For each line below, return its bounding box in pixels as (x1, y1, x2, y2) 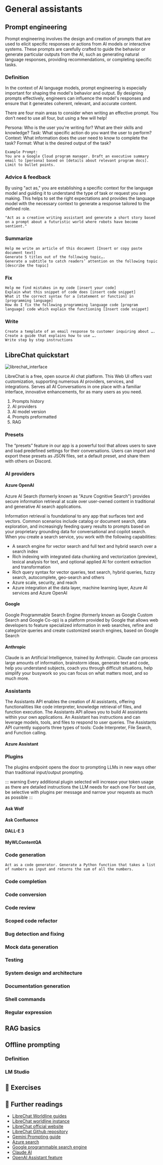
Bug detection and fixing (5, 930, 65, 937)
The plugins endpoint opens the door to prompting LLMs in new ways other (5, 764, 156, 770)
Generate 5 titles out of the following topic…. (5, 254, 106, 259)
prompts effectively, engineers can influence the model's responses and (5, 95, 150, 101)
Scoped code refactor (5, 917, 58, 924)
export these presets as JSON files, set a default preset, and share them (5, 453, 150, 458)
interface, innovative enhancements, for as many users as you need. (5, 389, 143, 395)
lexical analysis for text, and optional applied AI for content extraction (12, 559, 151, 564)
